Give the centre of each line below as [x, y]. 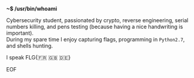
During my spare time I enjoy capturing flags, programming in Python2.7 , [96, 39]
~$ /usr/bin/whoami [32, 9]
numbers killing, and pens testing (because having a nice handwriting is [95, 27]
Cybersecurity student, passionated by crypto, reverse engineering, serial [97, 20]
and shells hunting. [30, 46]
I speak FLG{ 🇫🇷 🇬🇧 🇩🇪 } [38, 57]
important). [20, 33]
